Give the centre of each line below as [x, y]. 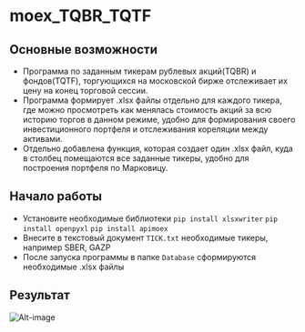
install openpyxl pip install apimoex [95, 228]
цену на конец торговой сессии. [85, 91]
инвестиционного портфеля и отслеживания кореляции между [145, 129]
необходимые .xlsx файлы [73, 267]
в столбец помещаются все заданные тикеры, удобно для [136, 158]
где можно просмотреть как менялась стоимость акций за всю [147, 110]
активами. [43, 139]
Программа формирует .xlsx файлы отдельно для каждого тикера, [152, 100]
